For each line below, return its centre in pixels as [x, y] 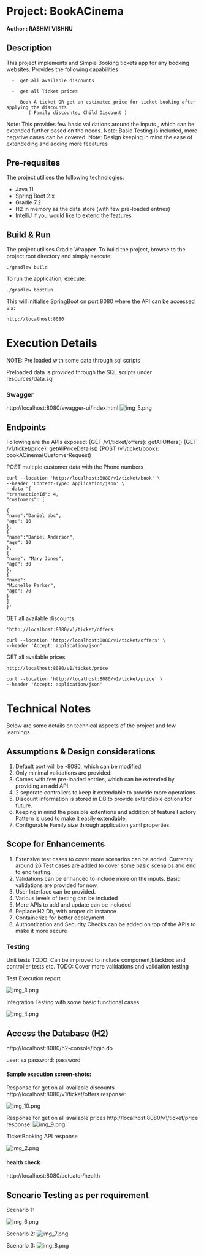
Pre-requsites [33, 163]
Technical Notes [49, 709]
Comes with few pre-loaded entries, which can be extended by [95, 780]
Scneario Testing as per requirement [77, 1195]
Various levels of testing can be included [66, 898]
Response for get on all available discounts [61, 1088]
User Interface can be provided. [55, 891]
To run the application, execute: [46, 279]
